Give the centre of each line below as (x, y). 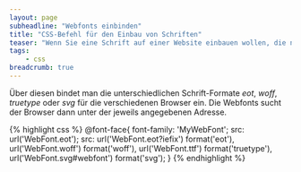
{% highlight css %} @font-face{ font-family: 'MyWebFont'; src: (127, 129)
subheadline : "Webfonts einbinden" (76, 26)
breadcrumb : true (42, 68)
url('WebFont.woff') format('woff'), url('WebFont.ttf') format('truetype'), (141, 148)
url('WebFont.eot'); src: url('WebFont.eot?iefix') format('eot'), (122, 139)
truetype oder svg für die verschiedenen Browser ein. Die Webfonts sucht (146, 102)
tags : (19, 51)
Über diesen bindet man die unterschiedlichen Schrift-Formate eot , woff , (143, 93)
